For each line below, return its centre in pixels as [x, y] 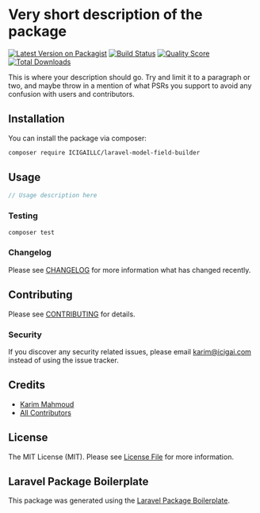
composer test [32, 232]
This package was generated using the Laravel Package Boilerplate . [119, 500]
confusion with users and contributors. [71, 94]
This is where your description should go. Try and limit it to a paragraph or [130, 77]
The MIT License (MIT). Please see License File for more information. [121, 457]
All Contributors [45, 412]
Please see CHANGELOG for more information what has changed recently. [130, 270]
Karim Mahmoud [47, 404]
